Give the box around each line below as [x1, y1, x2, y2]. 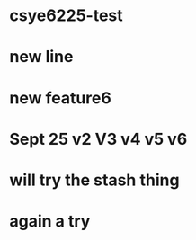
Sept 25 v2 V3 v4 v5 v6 [9, 129, 188, 149]
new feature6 [9, 87, 112, 108]
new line [9, 47, 74, 67]
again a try [9, 211, 91, 232]
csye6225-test [9, 5, 123, 26]
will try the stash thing [9, 170, 180, 190]
